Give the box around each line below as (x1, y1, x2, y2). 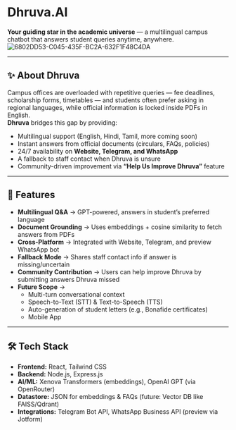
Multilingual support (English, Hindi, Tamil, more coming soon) (17, 132, 198, 140)
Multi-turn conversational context (27, 290, 125, 298)
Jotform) (17, 415, 44, 424)
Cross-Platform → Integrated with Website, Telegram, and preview (17, 238, 212, 246)
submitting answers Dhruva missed (17, 275, 120, 283)
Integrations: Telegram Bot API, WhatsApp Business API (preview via (17, 407, 218, 416)
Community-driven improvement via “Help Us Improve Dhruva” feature (17, 161, 225, 170)
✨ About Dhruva (7, 70, 80, 82)
